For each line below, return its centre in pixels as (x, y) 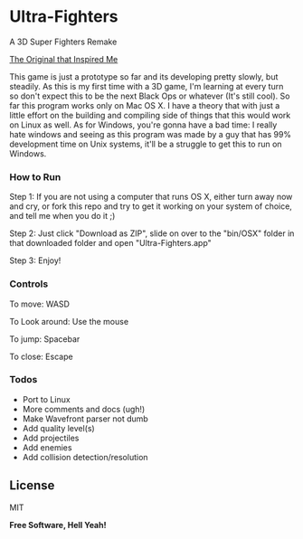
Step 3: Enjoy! (35, 260)
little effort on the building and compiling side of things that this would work (150, 115)
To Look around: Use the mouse (69, 321)
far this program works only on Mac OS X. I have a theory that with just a (145, 105)
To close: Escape (42, 356)
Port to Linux (46, 399)
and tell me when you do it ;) (62, 216)
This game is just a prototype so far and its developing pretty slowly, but (144, 76)
